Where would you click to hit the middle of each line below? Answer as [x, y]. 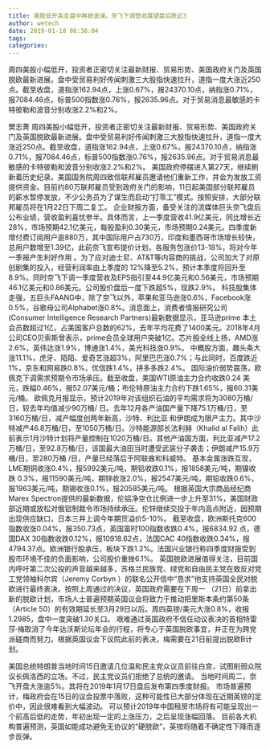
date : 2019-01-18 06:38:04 [53, 31]
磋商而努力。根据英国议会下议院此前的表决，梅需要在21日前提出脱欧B [130, 639]
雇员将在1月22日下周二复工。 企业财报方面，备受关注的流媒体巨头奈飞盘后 [138, 207]
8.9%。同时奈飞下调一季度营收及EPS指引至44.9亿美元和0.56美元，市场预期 [134, 277]
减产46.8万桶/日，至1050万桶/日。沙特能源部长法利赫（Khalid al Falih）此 [137, 428]
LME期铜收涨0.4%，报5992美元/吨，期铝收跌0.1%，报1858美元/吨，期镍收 [132, 469]
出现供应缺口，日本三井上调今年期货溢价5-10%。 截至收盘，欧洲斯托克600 [133, 518]
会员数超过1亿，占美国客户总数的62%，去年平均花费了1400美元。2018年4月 [135, 328]
